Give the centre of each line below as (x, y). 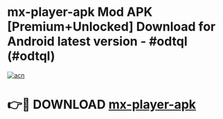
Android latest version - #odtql (98, 42)
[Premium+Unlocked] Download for (111, 27)
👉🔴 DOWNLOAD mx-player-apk (101, 105)
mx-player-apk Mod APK (80, 12)
